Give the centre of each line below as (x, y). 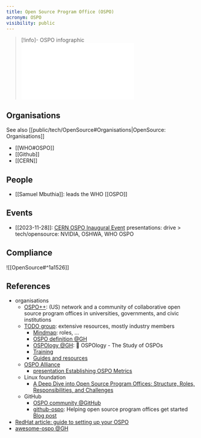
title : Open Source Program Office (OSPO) (60, 12)
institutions (38, 320)
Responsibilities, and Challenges (73, 390)
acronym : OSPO (24, 17)
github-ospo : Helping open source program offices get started (110, 409)
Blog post (45, 416)
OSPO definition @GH (60, 339)
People (20, 180)
